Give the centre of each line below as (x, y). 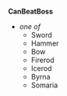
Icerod (41, 68)
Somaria (44, 85)
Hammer (45, 43)
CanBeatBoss (30, 11)
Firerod (42, 60)
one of (30, 26)
